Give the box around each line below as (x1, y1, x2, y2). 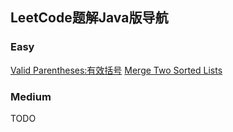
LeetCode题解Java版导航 (10, 9, 169, 27)
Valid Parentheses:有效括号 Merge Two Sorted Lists (10, 64, 223, 76)
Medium (10, 89, 52, 103)
